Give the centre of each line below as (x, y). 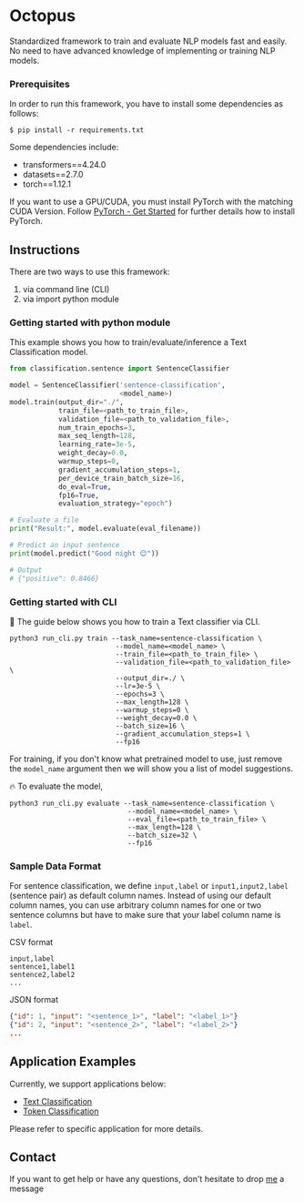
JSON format (34, 1000)
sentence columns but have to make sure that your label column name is (145, 915)
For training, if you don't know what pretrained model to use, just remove (146, 759)
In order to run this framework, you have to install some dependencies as (147, 104)
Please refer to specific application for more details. (106, 1128)
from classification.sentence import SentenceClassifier (120, 369)
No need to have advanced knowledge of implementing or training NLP (142, 50)
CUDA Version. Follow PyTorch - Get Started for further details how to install (152, 211)
